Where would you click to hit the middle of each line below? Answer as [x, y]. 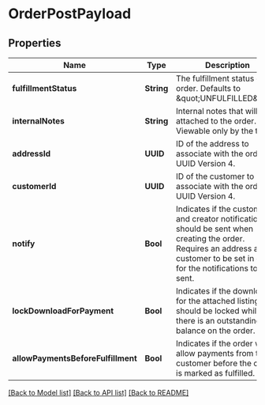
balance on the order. [216, 331]
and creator [198, 219]
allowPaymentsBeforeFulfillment [75, 358]
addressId [32, 153]
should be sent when [215, 229]
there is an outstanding [219, 321]
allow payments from [215, 353]
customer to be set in [215, 258]
